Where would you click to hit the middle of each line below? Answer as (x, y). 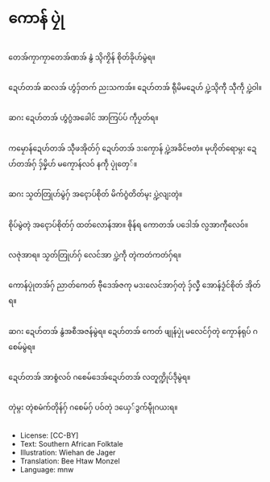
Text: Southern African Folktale (71, 443)
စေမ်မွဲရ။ (22, 347)
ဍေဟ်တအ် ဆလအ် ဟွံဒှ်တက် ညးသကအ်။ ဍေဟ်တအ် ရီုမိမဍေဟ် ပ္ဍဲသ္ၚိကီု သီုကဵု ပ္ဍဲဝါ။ (135, 87)
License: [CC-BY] (49, 435)
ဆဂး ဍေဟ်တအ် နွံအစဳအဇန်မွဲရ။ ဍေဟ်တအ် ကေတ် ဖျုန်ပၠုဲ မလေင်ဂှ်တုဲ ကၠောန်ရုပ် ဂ (133, 331)
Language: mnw (47, 469)
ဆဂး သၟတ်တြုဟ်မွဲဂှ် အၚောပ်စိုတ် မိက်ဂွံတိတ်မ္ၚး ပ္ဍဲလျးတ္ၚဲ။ (96, 194)
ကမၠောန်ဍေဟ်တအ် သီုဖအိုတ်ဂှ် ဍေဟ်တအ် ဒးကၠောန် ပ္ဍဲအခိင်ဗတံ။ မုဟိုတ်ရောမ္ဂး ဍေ (133, 148)
